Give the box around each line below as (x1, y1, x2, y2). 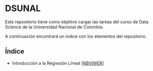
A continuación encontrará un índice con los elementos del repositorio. (5, 33, 147, 39)
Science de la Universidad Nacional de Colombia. (5, 24, 104, 29)
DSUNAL (5, 3, 41, 14)
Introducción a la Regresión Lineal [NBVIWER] (12, 60, 104, 66)
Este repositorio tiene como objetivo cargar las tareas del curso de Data (5, 19, 149, 25)
